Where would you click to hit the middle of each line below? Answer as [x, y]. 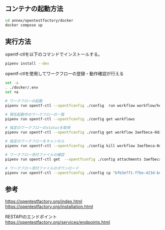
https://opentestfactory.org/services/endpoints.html [58, 222]
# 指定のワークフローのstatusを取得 [38, 128]
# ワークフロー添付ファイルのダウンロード [42, 168]
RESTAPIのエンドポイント [31, 217]
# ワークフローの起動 [24, 101]
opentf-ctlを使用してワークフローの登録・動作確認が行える [64, 74]
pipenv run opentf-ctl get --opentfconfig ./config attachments [73, 159]
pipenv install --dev [27, 64]
